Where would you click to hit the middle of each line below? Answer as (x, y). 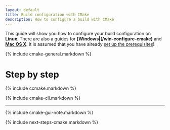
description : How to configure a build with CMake (60, 19)
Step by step (32, 74)
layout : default (22, 10)
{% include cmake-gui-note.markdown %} (49, 113)
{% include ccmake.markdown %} (41, 88)
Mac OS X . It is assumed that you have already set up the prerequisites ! (80, 44)
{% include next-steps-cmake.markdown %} (52, 122)
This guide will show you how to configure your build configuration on (78, 34)
